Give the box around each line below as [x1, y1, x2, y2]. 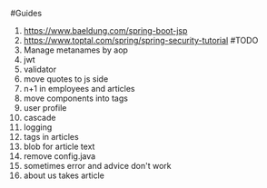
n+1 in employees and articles [23, 84, 135, 94]
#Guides [10, 8, 43, 18]
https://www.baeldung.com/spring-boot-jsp [23, 25, 188, 35]
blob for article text [23, 141, 95, 152]
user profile [23, 103, 67, 113]
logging [23, 122, 53, 133]
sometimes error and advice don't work [23, 161, 172, 171]
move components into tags [23, 93, 128, 104]
